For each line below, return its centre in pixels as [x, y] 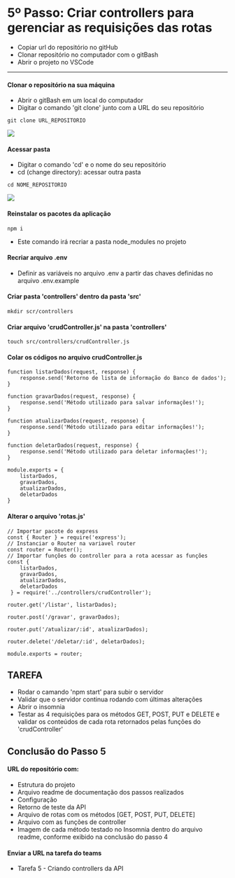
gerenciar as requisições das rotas [110, 28]
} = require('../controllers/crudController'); [81, 592]
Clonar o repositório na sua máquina [61, 85]
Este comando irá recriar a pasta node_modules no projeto [102, 241]
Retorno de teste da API [51, 807]
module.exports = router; [45, 654]
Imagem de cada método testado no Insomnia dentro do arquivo [110, 829]
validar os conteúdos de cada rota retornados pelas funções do [109, 722]
